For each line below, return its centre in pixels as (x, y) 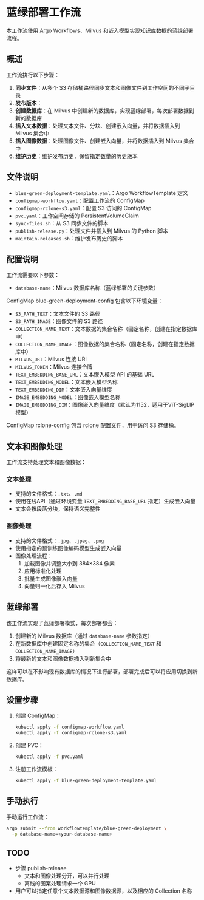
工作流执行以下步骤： (33, 75)
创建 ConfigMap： (38, 716)
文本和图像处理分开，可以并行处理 (67, 876)
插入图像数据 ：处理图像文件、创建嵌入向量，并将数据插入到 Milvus (98, 141)
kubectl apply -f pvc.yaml (49, 757)
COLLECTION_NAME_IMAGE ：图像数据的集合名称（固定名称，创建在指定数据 (105, 344)
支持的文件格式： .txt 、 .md (49, 494)
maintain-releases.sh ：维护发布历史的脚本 (69, 238)
